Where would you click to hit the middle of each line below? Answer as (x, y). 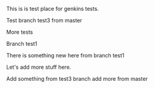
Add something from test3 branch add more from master (77, 79)
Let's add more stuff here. (39, 67)
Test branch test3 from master (44, 20)
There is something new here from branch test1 (65, 55)
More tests (20, 32)
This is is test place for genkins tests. (52, 9)
